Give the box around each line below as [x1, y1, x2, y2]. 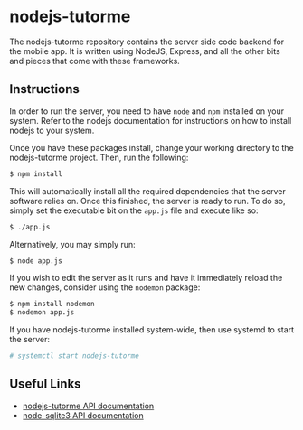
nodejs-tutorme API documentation [22, 400, 155, 411]
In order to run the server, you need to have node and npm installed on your [9, 106, 285, 117]
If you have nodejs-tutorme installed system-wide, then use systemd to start [9, 324, 295, 335]
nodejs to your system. [9, 125, 95, 136]
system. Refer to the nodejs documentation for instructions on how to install [9, 115, 292, 126]
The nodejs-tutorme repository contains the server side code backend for [9, 36, 285, 47]
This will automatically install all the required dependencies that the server [9, 185, 287, 196]
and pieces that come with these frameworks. [9, 55, 181, 66]
